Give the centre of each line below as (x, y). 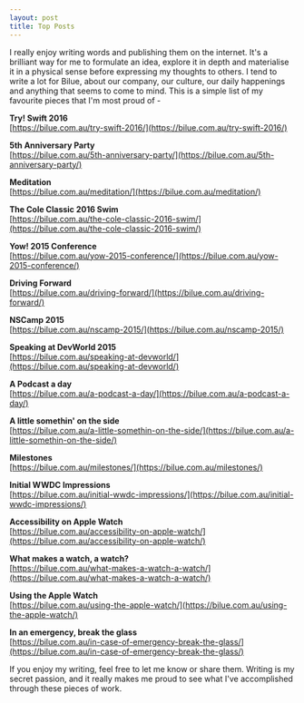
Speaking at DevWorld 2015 (63, 347)
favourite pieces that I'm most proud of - (85, 100)
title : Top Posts (42, 26)
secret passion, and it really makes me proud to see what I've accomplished (151, 679)
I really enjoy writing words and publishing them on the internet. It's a (139, 52)
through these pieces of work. (66, 688)
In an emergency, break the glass (74, 632)
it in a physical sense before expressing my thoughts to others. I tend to (143, 71)
